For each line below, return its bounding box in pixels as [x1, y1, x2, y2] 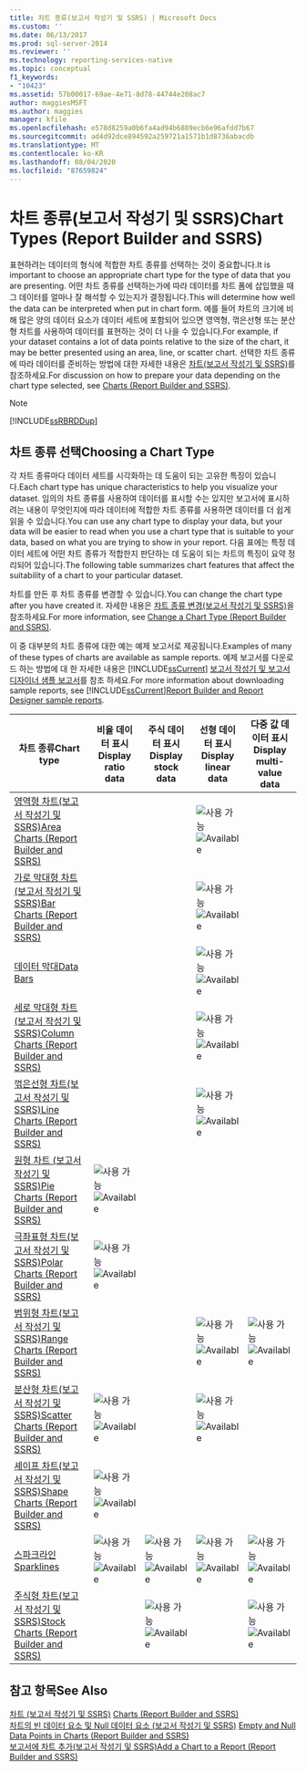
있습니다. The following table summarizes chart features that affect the [33, 560, 295, 571]
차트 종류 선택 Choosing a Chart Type [9, 444, 215, 460]
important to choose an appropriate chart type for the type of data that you [9, 270, 291, 281]
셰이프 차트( [14, 1460, 63, 1473]
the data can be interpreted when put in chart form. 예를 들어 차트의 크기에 [9, 303, 285, 315]
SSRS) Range [14, 1332, 69, 1345]
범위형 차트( [14, 1307, 63, 1320]
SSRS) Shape [14, 1486, 69, 1498]
